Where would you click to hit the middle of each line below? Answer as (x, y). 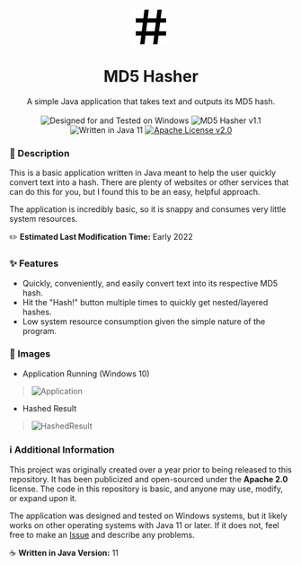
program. (39, 331)
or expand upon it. (43, 499)
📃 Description (40, 153)
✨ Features (34, 263)
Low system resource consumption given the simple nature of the (144, 321)
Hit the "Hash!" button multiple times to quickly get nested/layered (145, 302)
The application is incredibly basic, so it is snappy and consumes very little (148, 209)
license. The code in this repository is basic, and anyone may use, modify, (146, 489)
